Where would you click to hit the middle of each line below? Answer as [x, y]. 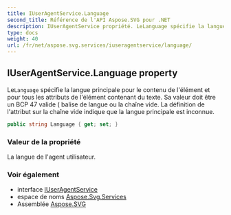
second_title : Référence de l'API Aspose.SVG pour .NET [89, 20]
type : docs [23, 33]
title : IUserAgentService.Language [58, 13]
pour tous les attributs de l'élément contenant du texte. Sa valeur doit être [112, 97]
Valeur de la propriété [44, 142]
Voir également [33, 174]
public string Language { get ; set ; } [63, 124]
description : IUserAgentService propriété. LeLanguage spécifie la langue [117, 26]
